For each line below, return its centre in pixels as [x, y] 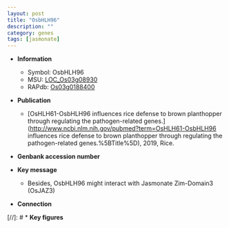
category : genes [30, 33]
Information [34, 59]
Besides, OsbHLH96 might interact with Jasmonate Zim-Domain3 [120, 183]
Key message [37, 170]
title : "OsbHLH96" [33, 20]
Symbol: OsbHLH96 [56, 73]
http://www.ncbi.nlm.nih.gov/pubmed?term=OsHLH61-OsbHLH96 [123, 129]
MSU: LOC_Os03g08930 [62, 79]
